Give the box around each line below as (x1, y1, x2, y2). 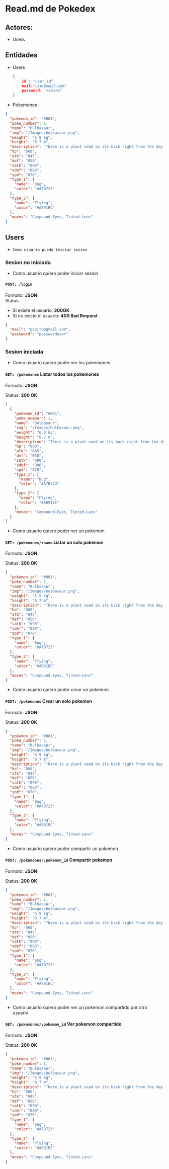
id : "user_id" (22, 78, 54, 83)
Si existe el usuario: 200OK (12, 307, 69, 313)
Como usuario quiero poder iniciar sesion (12, 270, 99, 277)
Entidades (5, 51, 38, 59)
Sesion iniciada (5, 348, 44, 355)
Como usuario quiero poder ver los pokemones (12, 360, 111, 366)
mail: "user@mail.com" (22, 83, 67, 89)
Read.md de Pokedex (5, 3, 96, 15)
